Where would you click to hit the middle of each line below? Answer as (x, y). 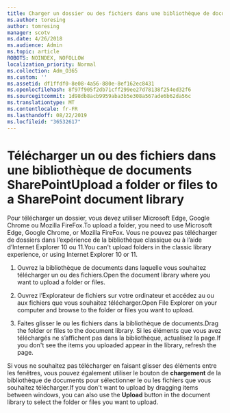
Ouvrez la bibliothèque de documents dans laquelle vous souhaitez (112, 268)
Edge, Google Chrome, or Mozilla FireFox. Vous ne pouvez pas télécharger (112, 233)
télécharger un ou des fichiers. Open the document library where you (114, 275)
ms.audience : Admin (35, 45)
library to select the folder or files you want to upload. (83, 402)
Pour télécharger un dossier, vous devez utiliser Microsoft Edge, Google (108, 218)
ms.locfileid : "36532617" (44, 122)
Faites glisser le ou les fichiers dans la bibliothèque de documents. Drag (118, 323)
